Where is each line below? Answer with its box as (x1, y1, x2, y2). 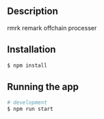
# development (7, 99, 48, 106)
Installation (7, 44, 56, 56)
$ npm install (7, 62, 48, 69)
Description (7, 6, 58, 17)
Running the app (7, 80, 79, 92)
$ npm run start (7, 106, 53, 113)
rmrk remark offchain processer (7, 23, 97, 32)
